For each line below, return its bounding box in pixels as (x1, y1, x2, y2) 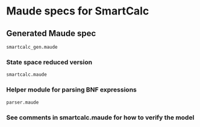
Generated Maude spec (6, 28, 96, 39)
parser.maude (6, 99, 39, 105)
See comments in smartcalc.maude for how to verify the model (6, 113, 195, 122)
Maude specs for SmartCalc (6, 4, 149, 18)
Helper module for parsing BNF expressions (6, 85, 137, 94)
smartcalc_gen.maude (6, 44, 58, 50)
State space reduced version (6, 58, 92, 66)
